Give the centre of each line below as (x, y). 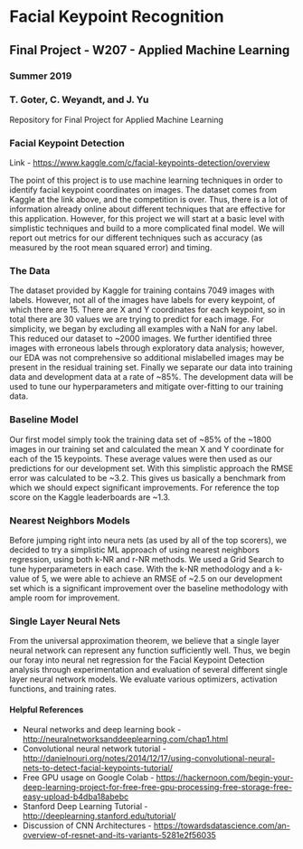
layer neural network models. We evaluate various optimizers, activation (143, 679)
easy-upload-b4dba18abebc (76, 797)
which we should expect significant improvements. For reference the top (145, 487)
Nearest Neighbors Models (70, 520)
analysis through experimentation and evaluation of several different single (148, 670)
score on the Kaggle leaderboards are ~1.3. (90, 497)
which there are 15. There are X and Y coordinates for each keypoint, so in (147, 310)
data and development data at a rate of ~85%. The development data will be (151, 377)
